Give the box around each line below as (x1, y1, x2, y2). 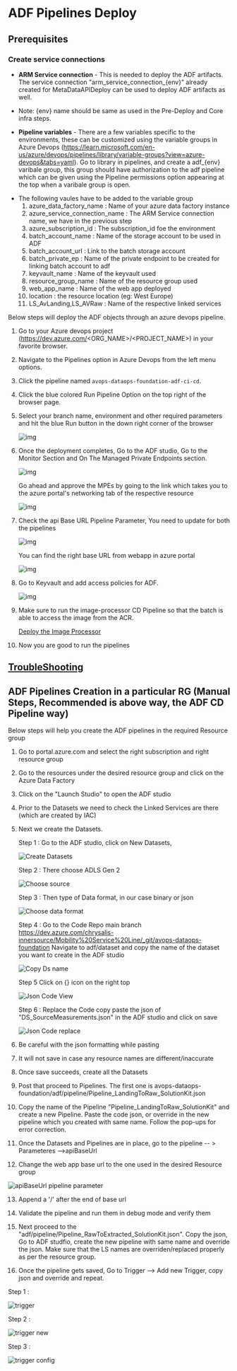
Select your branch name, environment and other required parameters (18, 412, 223, 420)
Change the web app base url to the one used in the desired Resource (18, 1160, 222, 1169)
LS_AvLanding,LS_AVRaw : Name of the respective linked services (28, 299, 221, 308)
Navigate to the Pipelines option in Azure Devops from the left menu (18, 355, 216, 363)
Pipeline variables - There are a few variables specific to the (18, 127, 196, 136)
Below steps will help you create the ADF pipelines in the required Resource (8, 726, 229, 735)
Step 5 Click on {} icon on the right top (18, 978, 130, 987)
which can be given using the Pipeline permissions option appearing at (18, 173, 224, 181)
